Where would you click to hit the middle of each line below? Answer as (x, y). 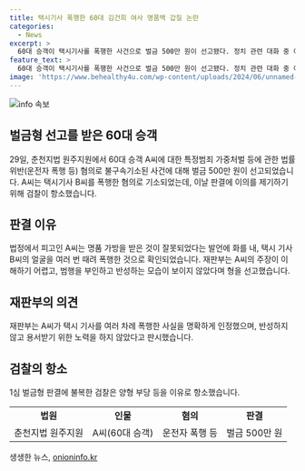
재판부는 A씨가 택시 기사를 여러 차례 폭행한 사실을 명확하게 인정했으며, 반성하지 (149, 326)
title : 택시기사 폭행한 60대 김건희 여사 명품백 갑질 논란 (104, 18)
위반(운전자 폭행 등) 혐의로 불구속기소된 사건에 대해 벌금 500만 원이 (128, 170)
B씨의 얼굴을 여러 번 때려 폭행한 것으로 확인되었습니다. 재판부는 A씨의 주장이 (144, 259)
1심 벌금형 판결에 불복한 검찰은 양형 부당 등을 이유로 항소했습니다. (125, 392)
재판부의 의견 (44, 302)
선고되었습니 (271, 170)
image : (22, 77)
